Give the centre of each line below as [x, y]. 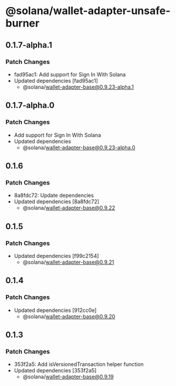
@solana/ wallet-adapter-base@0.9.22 [69, 208]
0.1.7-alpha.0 [30, 105]
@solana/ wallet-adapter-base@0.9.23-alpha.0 [79, 147]
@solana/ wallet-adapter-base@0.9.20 [69, 316]
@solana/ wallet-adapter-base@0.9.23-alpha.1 [78, 87]
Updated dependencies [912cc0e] [55, 310]
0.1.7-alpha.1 [29, 45]
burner [23, 23]
